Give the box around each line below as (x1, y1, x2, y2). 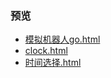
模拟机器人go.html (24, 33, 101, 46)
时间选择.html (24, 57, 82, 69)
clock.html (24, 45, 68, 57)
